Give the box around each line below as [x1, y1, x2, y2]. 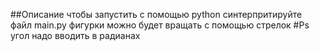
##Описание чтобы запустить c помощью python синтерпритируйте [10, 9, 303, 20]
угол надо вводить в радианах [10, 30, 141, 41]
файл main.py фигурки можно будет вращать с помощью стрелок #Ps [10, 19, 310, 31]
